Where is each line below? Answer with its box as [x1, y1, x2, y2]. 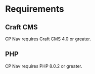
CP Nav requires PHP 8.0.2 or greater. [5, 63, 83, 69]
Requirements [5, 3, 64, 15]
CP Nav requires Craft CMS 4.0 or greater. [5, 36, 91, 42]
